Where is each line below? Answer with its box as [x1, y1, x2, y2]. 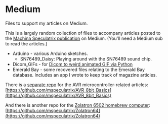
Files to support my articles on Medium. [5, 20, 88, 26]
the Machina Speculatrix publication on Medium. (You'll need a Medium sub [5, 35, 163, 41]
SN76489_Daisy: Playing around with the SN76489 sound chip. [20, 55, 152, 61]
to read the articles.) [5, 40, 48, 46]
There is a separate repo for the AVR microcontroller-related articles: [5, 82, 148, 88]
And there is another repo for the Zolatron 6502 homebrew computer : [5, 102, 150, 108]
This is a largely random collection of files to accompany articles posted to [5, 30, 161, 36]
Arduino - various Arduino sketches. [12, 50, 88, 56]
